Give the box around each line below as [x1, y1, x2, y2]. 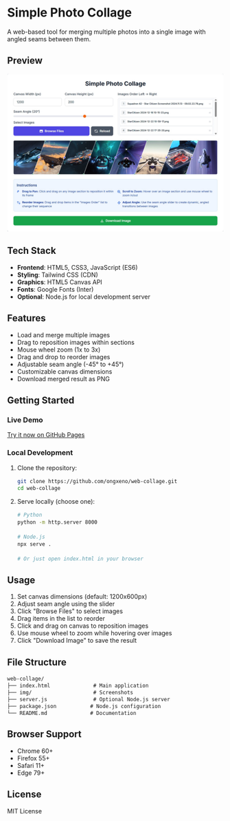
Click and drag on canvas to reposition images [16, 621, 149, 630]
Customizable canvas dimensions [16, 367, 113, 376]
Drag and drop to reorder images [16, 352, 111, 361]
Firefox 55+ [16, 754, 50, 762]
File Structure [7, 656, 67, 668]
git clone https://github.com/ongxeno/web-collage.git [16, 478, 178, 484]
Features [7, 312, 46, 324]
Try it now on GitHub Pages [7, 431, 85, 439]
